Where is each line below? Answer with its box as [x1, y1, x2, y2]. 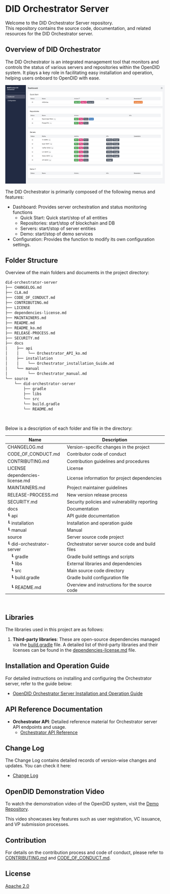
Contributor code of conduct [66, 451, 126, 457]
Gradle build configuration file [66, 575, 129, 581]
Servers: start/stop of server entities [20, 225, 96, 231]
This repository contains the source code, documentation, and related [5, 25, 151, 31]
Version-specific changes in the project [66, 444, 150, 450]
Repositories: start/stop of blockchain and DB [20, 220, 115, 226]
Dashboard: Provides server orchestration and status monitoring [12, 204, 147, 210]
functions [12, 209, 33, 215]
